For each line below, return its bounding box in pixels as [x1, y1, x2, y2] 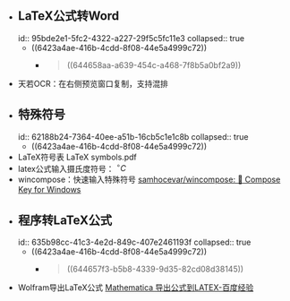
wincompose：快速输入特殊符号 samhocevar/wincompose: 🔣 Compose [17, 174, 281, 185]
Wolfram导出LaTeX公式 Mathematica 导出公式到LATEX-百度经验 [17, 282, 254, 293]
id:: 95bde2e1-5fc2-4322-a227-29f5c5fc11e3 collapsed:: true [17, 32, 244, 43]
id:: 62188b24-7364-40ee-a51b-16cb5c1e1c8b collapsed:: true [17, 131, 249, 142]
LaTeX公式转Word [17, 8, 120, 24]
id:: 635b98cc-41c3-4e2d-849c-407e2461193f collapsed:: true [17, 236, 252, 248]
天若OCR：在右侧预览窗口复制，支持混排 [17, 78, 168, 89]
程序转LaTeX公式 [17, 212, 113, 228]
